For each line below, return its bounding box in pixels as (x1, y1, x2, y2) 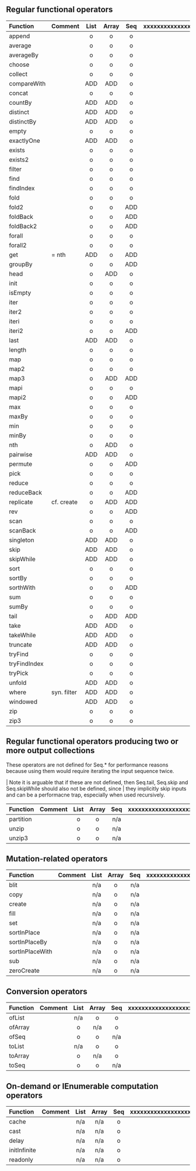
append (9, 32, 30, 40)
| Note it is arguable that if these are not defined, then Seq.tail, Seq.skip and (6, 778, 188, 786)
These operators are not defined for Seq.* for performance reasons (6, 761, 169, 768)
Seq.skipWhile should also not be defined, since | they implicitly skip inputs (6, 785, 187, 792)
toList (9, 1042, 24, 1050)
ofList (9, 1014, 25, 1022)
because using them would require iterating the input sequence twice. (6, 767, 174, 774)
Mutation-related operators (6, 854, 108, 864)
